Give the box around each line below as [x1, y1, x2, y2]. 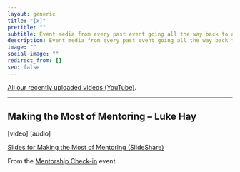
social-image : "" [7, 51, 59, 58]
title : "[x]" [7, 17, 46, 24]
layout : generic [7, 10, 56, 18]
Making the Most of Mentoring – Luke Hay [7, 111, 197, 123]
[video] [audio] [7, 129, 51, 138]
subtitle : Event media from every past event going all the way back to [7, 30, 229, 38]
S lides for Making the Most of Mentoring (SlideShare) [7, 143, 164, 152]
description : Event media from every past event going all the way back [7, 37, 229, 44]
